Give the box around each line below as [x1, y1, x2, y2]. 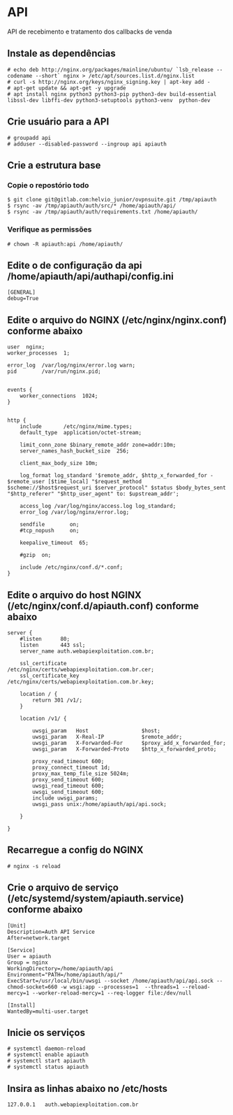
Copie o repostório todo [7, 180, 89, 190]
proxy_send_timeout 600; [32, 776, 105, 783]
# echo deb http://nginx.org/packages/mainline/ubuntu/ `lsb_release [7, 66, 214, 73]
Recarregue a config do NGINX [7, 844, 144, 856]
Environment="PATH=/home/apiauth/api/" [7, 971, 123, 978]
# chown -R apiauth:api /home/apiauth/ [7, 241, 123, 248]
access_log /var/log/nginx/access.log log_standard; [20, 503, 176, 510]
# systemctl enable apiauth [7, 1051, 89, 1058]
